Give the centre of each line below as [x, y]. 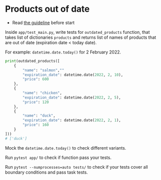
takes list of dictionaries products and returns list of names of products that [80, 37]
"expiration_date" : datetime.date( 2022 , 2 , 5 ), [72, 97]
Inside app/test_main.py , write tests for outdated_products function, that [78, 32]
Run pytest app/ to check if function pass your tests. [58, 157]
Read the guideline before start [43, 23]
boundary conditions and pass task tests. [47, 172]
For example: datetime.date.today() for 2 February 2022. [63, 52]
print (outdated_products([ [32, 61]
